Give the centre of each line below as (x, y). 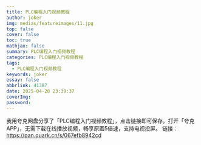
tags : (13, 63)
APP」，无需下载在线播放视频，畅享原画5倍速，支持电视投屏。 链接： (92, 128)
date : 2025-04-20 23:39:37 (40, 91)
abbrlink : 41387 (27, 86)
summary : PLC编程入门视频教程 (41, 52)
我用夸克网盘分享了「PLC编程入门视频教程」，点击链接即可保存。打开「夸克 (101, 121)
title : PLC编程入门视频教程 (38, 12)
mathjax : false (26, 46)
